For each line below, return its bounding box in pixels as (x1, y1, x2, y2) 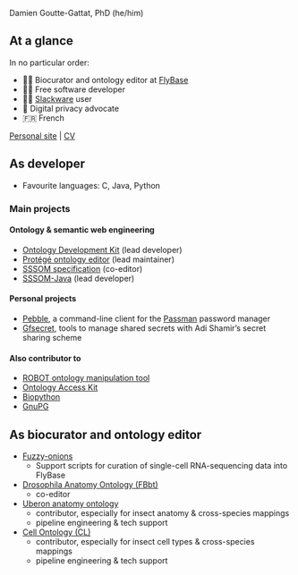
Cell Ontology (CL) (21, 527, 91, 537)
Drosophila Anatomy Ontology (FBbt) (21, 478, 158, 490)
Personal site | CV (9, 130, 76, 141)
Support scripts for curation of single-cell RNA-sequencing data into (35, 460, 288, 470)
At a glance (9, 33, 74, 48)
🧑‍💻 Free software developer (21, 84, 125, 95)
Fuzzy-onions (21, 451, 73, 461)
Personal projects (9, 293, 77, 304)
